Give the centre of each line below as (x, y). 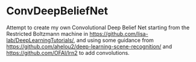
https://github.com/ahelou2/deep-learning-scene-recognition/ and (89, 46)
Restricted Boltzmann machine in (47, 33)
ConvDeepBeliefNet (57, 11)
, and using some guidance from (113, 40)
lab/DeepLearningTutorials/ (40, 40)
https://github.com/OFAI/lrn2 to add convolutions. (68, 52)
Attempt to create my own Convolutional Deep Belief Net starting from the (98, 27)
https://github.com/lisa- (119, 33)
